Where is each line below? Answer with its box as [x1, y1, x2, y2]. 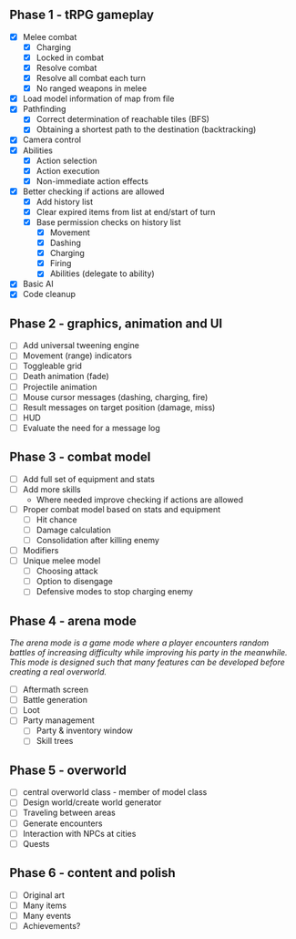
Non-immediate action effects [36, 175, 148, 186]
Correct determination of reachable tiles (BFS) [36, 114, 209, 125]
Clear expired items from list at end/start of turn [36, 206, 216, 217]
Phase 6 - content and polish [9, 865, 176, 881]
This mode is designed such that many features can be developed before [9, 656, 285, 668]
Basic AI [22, 278, 54, 290]
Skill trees [36, 736, 74, 747]
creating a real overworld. [9, 666, 107, 677]
